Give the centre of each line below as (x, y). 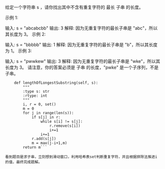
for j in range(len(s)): (48, 113)
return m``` (35, 147)
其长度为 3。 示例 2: (25, 34)
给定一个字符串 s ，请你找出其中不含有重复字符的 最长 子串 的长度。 (74, 7)
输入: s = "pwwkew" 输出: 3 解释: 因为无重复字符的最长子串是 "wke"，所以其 (83, 61)
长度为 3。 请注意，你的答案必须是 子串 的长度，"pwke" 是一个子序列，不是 (82, 67)
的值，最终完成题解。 (23, 162)
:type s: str (36, 91)
